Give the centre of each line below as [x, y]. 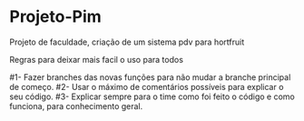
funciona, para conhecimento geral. [76, 106]
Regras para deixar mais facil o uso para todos [97, 59]
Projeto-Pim [55, 17]
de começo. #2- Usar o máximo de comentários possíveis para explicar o [147, 86]
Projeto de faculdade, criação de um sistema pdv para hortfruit [127, 42]
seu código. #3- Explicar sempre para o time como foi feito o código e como [152, 96]
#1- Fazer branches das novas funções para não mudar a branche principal [150, 77]
